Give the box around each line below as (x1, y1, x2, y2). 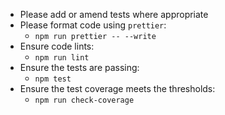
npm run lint (34, 53, 90, 63)
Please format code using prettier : (19, 19, 167, 31)
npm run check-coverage (34, 95, 135, 105)
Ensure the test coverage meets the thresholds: (19, 83, 216, 94)
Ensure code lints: (19, 40, 95, 52)
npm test (34, 74, 72, 84)
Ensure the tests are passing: (19, 62, 140, 73)
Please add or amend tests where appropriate (19, 9, 209, 20)
